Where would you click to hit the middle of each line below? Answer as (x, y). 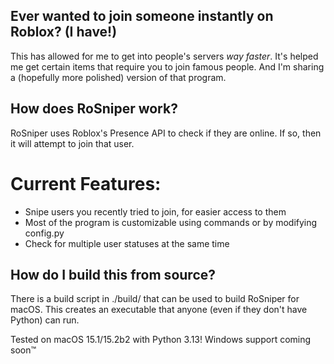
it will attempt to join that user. (72, 143)
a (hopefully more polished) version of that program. (118, 77)
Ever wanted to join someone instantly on (142, 16)
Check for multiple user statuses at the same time (127, 243)
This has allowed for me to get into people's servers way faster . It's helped (164, 56)
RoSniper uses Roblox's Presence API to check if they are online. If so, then (166, 133)
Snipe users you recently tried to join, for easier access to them (155, 211)
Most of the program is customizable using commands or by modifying (171, 222)
